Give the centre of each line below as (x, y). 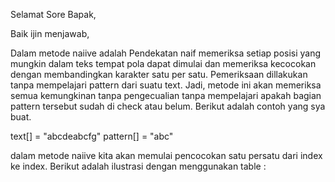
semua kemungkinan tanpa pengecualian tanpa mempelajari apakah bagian (166, 95)
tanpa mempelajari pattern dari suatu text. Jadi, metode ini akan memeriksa (166, 85)
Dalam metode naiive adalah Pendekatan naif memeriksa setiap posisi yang (166, 53)
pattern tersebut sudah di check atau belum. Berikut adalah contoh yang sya (168, 106)
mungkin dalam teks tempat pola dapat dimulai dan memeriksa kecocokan (163, 63)
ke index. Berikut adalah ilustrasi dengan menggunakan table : (138, 166)
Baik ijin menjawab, (50, 33)
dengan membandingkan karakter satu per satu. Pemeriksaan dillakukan (159, 74)
